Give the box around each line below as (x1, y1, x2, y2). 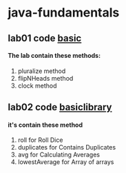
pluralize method (17, 67, 66, 75)
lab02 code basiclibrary (8, 101, 112, 113)
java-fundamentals (8, 5, 120, 21)
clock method (17, 81, 57, 90)
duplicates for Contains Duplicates (17, 143, 116, 152)
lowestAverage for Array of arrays (17, 158, 114, 166)
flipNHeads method (17, 74, 74, 82)
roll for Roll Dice (17, 136, 63, 144)
